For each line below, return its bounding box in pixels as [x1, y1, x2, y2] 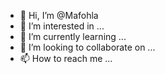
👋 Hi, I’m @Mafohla [19, 10, 99, 21]
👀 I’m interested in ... [19, 20, 105, 32]
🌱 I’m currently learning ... [19, 31, 127, 42]
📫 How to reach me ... [19, 53, 113, 64]
